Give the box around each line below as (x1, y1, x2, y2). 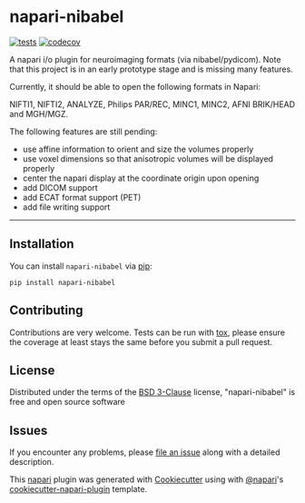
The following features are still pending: (9, 125, 158, 137)
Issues (9, 422, 48, 438)
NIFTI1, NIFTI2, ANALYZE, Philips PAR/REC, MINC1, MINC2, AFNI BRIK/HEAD (9, 98, 296, 110)
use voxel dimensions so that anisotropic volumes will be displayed (22, 153, 274, 164)
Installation (9, 236, 74, 251)
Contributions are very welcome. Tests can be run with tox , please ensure (9, 327, 286, 338)
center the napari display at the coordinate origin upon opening (22, 173, 260, 183)
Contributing (9, 302, 84, 319)
